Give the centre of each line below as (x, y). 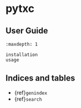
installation (22, 55)
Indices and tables (40, 78)
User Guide (27, 31)
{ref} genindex (31, 92)
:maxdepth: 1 (22, 44)
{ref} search (28, 99)
